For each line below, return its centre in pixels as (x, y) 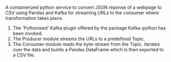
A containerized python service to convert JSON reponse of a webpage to (84, 7)
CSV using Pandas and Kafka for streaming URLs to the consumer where (82, 13)
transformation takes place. (34, 18)
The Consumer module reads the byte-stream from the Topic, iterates (86, 44)
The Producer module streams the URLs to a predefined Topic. (79, 39)
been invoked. (28, 33)
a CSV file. (24, 55)
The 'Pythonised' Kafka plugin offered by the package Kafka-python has (89, 28)
